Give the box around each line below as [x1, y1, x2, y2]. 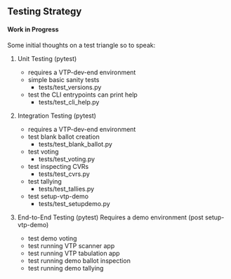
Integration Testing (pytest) [17, 111, 97, 120]
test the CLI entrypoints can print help [27, 90, 138, 99]
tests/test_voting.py [38, 154, 95, 163]
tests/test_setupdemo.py [38, 199, 110, 207]
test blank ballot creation [27, 132, 100, 141]
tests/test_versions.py [38, 83, 102, 91]
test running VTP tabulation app [27, 249, 121, 257]
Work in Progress [7, 25, 59, 34]
